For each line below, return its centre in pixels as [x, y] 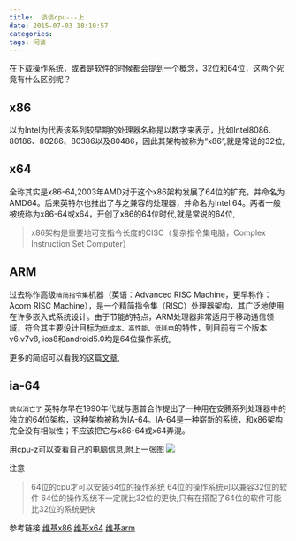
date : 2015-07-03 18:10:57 [59, 26]
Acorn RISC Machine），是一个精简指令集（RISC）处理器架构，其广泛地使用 [147, 305]
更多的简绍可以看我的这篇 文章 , [65, 357]
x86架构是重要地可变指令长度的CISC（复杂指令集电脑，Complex [148, 232]
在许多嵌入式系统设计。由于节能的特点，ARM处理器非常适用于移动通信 [138, 316]
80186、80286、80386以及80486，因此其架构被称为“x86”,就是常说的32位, [147, 141]
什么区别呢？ [48, 80]
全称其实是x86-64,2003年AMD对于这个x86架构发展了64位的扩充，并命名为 [147, 192]
